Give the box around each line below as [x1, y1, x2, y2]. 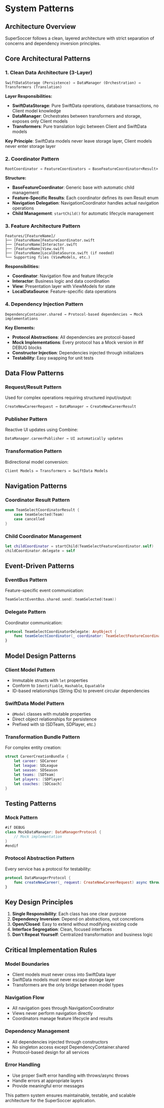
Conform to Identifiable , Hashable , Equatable [12, 682, 105, 688]
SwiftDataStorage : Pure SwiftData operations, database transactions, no [12, 103, 159, 108]
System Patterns [5, 3, 74, 14]
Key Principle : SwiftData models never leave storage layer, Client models [5, 138, 152, 144]
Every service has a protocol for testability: [5, 866, 92, 872]
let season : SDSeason [14, 768, 58, 773]
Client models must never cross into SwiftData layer [12, 971, 116, 977]
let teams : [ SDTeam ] [14, 772, 56, 777]
